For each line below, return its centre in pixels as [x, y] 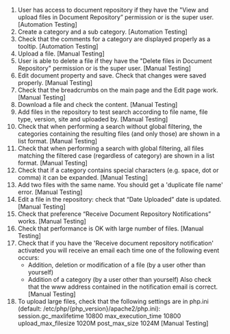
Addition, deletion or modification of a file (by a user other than [117, 265]
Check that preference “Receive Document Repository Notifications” [114, 214]
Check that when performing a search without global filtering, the [110, 127]
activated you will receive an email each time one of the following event [118, 250]
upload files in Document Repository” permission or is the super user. [116, 17]
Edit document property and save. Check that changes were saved [112, 75]
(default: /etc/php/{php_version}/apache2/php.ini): [89, 309]
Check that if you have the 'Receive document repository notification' [116, 243]
